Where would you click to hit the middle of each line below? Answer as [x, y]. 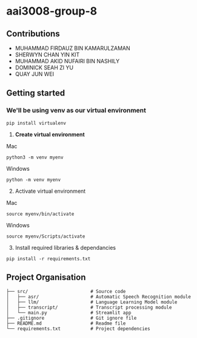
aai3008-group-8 [52, 11]
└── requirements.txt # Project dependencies [78, 329]
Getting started [36, 93]
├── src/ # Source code [66, 291]
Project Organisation [46, 278]
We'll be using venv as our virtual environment [76, 111]
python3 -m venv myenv [35, 157]
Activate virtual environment [50, 191]
